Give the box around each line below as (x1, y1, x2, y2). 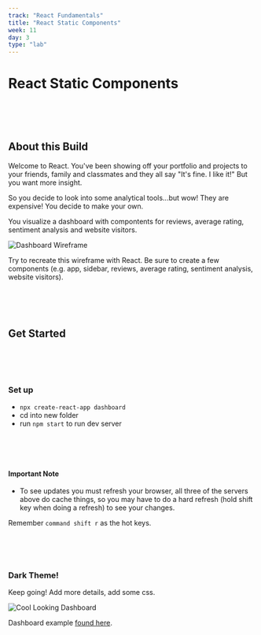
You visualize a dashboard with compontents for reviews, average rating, (8, 216, 244, 226)
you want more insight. (8, 178, 83, 187)
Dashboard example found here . (8, 618, 112, 628)
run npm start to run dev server (19, 419, 122, 428)
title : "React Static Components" (8, 19, 122, 27)
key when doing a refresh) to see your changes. (19, 503, 175, 512)
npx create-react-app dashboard (19, 403, 126, 412)
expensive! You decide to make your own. (8, 201, 144, 211)
